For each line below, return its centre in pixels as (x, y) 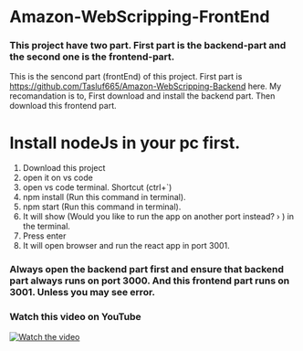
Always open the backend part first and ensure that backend (147, 270)
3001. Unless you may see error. (83, 292)
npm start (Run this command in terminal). (102, 207)
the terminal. (47, 227)
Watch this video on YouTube (75, 317)
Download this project (64, 168)
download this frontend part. (63, 106)
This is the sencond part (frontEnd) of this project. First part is (126, 77)
